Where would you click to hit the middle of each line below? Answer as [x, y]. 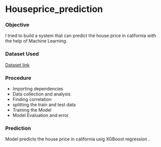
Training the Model [32, 110]
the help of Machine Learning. [36, 41]
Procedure [18, 77]
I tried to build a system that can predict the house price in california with [81, 35]
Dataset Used [22, 54]
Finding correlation [32, 99]
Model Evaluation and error [41, 115]
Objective [17, 25]
